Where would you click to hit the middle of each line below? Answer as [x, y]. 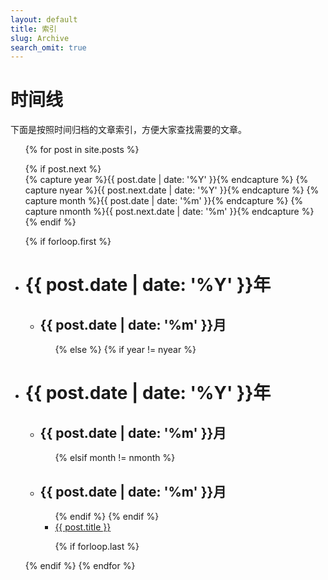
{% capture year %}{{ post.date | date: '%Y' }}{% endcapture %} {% [166, 180]
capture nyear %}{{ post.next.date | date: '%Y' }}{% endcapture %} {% [172, 190]
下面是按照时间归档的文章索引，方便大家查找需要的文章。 [128, 130]
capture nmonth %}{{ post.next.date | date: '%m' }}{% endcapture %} [169, 212]
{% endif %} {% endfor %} [80, 565]
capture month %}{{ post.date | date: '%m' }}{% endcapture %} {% [164, 201]
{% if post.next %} [63, 169]
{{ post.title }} [83, 527]
